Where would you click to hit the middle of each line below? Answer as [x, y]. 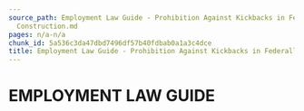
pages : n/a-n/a [37, 34]
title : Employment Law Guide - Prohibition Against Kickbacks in [134, 51]
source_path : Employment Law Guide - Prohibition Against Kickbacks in [147, 18]
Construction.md [47, 26]
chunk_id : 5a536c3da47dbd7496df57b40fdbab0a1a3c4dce [110, 43]
